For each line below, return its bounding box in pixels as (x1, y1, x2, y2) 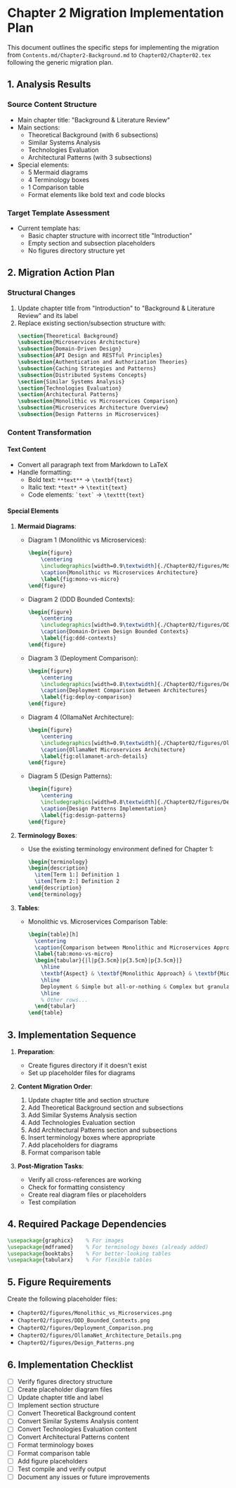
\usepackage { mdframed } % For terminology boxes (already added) (7, 1243, 209, 1250)
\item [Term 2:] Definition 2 (34, 878, 120, 885)
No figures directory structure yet (27, 246, 125, 255)
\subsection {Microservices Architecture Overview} (17, 405, 169, 412)
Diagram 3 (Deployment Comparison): (27, 654, 138, 662)
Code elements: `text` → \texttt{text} (27, 490, 145, 499)
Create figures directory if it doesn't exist (27, 1061, 147, 1069)
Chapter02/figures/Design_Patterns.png (17, 1340, 135, 1347)
